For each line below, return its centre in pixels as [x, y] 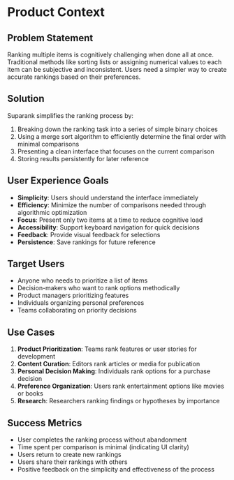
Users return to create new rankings [69, 455]
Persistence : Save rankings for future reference [86, 242]
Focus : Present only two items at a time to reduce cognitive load [110, 220]
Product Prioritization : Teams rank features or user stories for [107, 349]
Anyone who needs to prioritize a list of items [82, 280]
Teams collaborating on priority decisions [77, 310]
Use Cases [31, 332]
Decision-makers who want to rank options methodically [98, 288]
